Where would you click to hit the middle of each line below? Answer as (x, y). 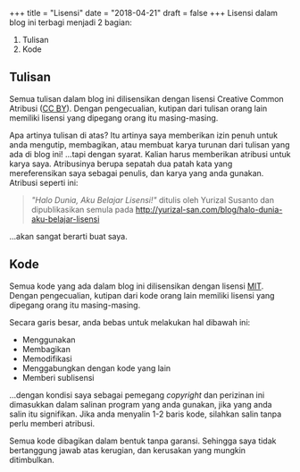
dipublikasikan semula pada (82, 209)
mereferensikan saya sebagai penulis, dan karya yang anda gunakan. (137, 173)
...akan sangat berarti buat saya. (68, 236)
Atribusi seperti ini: (44, 182)
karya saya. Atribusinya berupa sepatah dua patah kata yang (121, 164)
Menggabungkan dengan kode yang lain (96, 368)
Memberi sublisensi (58, 377)
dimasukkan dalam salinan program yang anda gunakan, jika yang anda (141, 404)
